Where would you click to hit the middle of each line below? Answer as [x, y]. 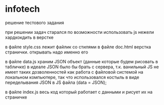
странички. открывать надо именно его [47, 52]
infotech [23, 9]
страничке [16, 97]
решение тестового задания [35, 23]
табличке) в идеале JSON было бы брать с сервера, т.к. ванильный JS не [82, 67]
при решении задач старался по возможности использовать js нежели [80, 32]
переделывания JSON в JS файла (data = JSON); [56, 82]
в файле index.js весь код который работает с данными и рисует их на [79, 92]
